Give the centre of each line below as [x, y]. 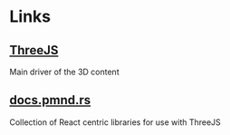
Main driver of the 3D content [64, 72]
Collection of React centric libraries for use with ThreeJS [115, 122]
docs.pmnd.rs [50, 100]
